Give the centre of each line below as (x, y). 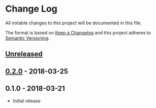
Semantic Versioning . (27, 38)
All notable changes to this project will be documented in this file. (74, 23)
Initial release (26, 101)
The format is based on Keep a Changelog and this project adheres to (78, 32)
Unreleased (24, 54)
